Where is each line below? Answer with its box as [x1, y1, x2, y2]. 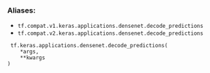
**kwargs [20, 54, 46, 61]
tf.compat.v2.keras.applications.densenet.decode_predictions [17, 30, 204, 37]
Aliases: [7, 6, 37, 15]
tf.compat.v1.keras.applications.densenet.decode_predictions [17, 23, 204, 30]
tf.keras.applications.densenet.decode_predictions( [10, 42, 169, 49]
